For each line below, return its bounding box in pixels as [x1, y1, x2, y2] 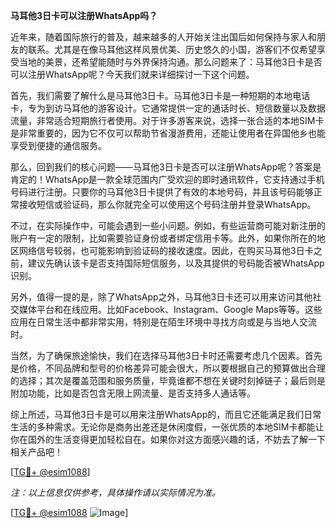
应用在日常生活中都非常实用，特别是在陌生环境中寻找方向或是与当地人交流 [10, 316, 317, 328]
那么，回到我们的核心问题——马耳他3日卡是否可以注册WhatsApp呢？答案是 [10, 161, 322, 173]
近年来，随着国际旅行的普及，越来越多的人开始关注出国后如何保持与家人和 [10, 31, 317, 43]
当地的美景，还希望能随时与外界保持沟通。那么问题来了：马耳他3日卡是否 [18, 56, 323, 68]
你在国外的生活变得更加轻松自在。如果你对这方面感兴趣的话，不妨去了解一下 [10, 434, 326, 445]
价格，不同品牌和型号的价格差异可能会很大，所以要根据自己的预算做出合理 [18, 362, 326, 374]
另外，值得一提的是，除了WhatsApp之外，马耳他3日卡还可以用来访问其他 [10, 291, 313, 303]
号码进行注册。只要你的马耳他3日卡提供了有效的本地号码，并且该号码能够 [10, 186, 314, 198]
